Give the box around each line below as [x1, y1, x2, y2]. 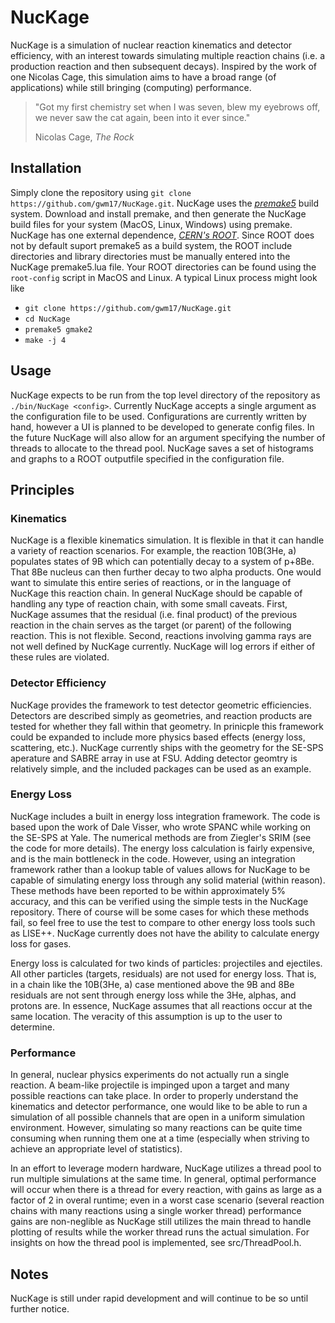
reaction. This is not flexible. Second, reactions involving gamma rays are [10, 630, 312, 642]
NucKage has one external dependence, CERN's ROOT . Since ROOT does [10, 229, 315, 241]
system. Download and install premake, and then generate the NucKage [10, 207, 307, 220]
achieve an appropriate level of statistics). [10, 1143, 183, 1155]
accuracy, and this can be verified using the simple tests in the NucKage [10, 895, 309, 907]
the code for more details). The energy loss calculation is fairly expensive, [10, 842, 315, 854]
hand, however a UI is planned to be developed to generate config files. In [10, 421, 315, 433]
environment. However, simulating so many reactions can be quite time [10, 1122, 303, 1134]
